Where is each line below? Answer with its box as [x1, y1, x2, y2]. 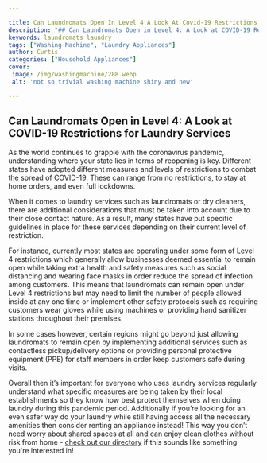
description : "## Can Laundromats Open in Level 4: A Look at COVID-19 [8, 25, 250, 34]
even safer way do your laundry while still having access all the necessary [8, 412, 251, 422]
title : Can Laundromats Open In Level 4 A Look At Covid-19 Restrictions [8, 18, 258, 26]
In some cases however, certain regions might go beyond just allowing [8, 329, 238, 339]
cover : [8, 63, 30, 72]
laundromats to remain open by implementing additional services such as [8, 337, 248, 347]
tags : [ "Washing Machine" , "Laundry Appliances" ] [8, 41, 176, 49]
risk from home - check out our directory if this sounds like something [8, 438, 238, 447]
